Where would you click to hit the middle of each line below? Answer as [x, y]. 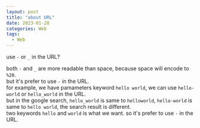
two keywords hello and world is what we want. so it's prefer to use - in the [100, 113]
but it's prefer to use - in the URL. [48, 81]
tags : [13, 34]
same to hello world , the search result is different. [69, 107]
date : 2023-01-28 [28, 23]
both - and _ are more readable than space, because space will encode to [98, 69]
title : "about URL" [31, 17]
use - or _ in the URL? [33, 57]
